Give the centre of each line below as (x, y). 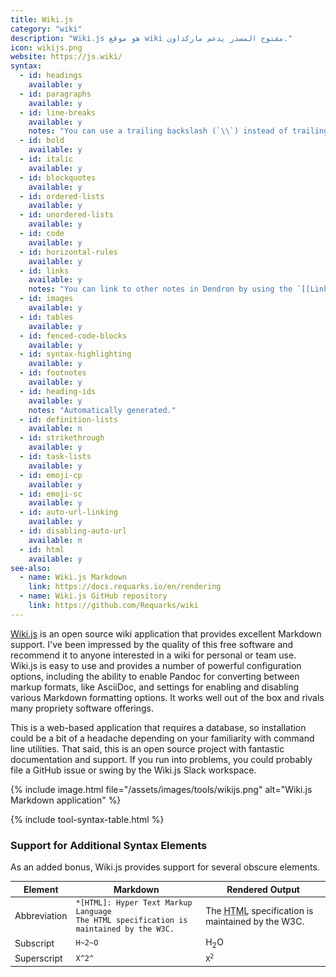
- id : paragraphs (55, 94)
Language (93, 911)
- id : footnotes (53, 373)
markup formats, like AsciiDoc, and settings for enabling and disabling (155, 687)
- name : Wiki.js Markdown (73, 577)
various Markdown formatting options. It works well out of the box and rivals (167, 697)
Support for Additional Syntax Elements (109, 845)
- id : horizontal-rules (68, 252)
